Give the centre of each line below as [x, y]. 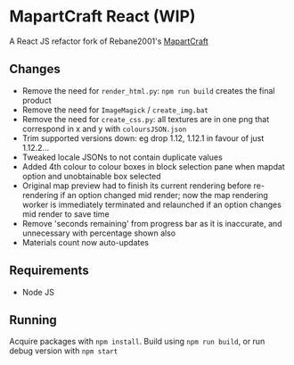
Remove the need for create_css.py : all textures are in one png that [146, 119]
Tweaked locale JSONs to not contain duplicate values [122, 157]
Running [33, 320]
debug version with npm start [64, 351]
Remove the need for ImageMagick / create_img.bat [115, 110]
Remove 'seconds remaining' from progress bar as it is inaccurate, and [152, 223]
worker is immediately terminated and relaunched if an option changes [152, 204]
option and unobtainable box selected [92, 176]
